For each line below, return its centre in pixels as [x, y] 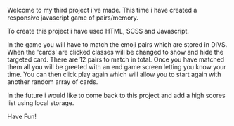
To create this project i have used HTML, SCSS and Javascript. [98, 31]
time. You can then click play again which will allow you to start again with [114, 74]
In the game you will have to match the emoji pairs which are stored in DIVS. [117, 44]
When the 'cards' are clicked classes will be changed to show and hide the [115, 52]
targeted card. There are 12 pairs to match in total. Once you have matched [116, 59]
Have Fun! [22, 116]
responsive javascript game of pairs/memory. [73, 17]
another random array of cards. [53, 82]
